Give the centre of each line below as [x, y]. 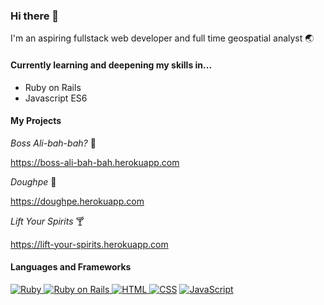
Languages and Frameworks [71, 267]
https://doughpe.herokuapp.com [77, 201]
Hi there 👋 [35, 16]
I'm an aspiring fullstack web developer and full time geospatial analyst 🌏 [162, 38]
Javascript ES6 [56, 98]
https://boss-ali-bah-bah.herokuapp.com [95, 162]
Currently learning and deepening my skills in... [111, 65]
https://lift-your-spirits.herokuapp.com [89, 244]
